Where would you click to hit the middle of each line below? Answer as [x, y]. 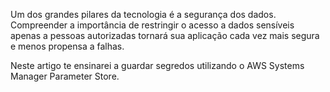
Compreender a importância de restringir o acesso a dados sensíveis [152, 25]
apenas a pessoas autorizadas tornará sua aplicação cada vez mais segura [165, 35]
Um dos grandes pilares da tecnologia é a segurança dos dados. [143, 14]
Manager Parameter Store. [65, 76]
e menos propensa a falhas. [67, 46]
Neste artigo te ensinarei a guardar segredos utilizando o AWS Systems [157, 65]
